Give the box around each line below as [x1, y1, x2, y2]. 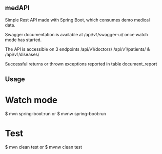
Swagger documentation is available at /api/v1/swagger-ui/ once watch [5, 31, 148, 37]
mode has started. [5, 37, 42, 43]
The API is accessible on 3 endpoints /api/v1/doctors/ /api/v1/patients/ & [5, 46, 150, 52]
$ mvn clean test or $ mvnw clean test [5, 144, 82, 150]
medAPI [5, 4, 30, 12]
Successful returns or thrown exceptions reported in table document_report [5, 61, 157, 66]
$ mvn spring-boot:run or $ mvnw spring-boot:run [5, 111, 106, 117]
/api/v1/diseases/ [5, 51, 40, 57]
